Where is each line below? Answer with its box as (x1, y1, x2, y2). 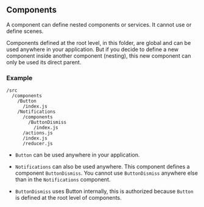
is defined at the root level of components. (15, 194, 122, 202)
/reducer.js (22, 141, 53, 147)
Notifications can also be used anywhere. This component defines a (15, 163, 190, 171)
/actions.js (22, 130, 53, 136)
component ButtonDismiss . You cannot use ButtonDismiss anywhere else (15, 169, 198, 177)
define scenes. (6, 27, 44, 35)
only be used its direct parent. (6, 58, 82, 66)
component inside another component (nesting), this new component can (6, 52, 191, 59)
